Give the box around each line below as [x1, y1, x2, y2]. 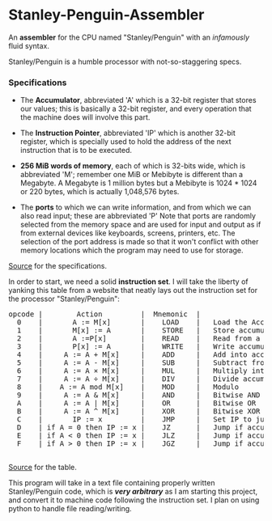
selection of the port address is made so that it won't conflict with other [19, 237, 259, 247]
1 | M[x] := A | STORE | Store [16, 326, 235, 335]
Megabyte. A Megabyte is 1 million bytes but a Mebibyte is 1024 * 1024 [19, 178, 257, 188]
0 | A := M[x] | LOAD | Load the [16, 318, 249, 327]
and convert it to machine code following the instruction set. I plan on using [8, 495, 260, 505]
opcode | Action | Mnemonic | [8, 310, 201, 319]
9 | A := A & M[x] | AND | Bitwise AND [16, 391, 261, 400]
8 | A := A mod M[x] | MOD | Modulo [16, 383, 240, 392]
